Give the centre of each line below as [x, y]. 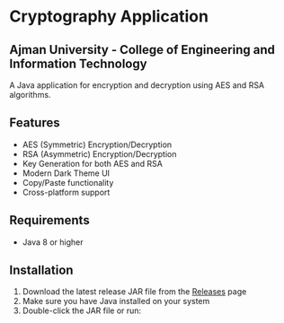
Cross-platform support [66, 192]
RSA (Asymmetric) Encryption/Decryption [99, 153]
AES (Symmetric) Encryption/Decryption [97, 144]
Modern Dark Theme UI [66, 173]
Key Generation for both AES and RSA [93, 163]
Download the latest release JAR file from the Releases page [134, 292]
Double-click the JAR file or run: [82, 310]
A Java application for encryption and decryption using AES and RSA [137, 85]
